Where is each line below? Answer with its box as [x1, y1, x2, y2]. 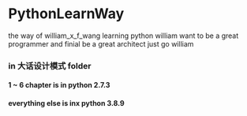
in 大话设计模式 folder [8, 60, 92, 71]
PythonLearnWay [8, 5, 125, 23]
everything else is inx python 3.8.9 [8, 99, 125, 108]
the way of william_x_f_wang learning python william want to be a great [8, 31, 239, 40]
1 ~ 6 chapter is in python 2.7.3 [8, 80, 110, 90]
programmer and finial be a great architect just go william [8, 39, 194, 48]
